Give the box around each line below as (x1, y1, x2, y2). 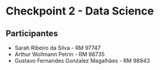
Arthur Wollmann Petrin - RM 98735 (14, 51, 105, 58)
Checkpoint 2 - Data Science (5, 4, 154, 18)
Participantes (5, 28, 59, 39)
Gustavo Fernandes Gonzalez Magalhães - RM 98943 (14, 57, 150, 64)
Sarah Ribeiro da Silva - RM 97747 (14, 44, 101, 51)
